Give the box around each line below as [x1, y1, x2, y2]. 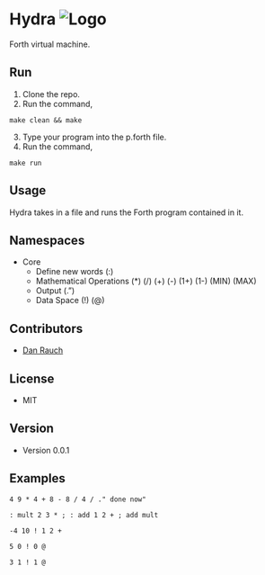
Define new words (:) [35, 266, 114, 277]
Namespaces [9, 232, 85, 247]
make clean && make [9, 115, 83, 125]
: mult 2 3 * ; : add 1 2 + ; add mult [9, 510, 159, 519]
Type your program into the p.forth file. [22, 131, 167, 142]
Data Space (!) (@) [35, 295, 105, 306]
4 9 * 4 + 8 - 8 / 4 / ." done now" [9, 495, 146, 504]
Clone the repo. [22, 88, 81, 99]
